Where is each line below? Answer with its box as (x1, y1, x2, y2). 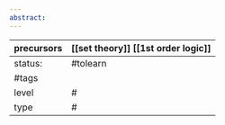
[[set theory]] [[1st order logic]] (70, 41, 211, 54)
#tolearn (70, 57, 107, 69)
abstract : (9, 13, 47, 22)
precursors (13, 41, 63, 54)
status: (13, 57, 43, 69)
